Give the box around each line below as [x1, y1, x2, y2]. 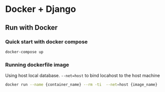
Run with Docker [5, 23, 58, 32]
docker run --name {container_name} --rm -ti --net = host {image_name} [5, 82, 157, 88]
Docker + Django [5, 3, 76, 15]
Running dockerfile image [5, 61, 69, 68]
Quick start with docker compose [5, 38, 88, 45]
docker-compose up [5, 49, 43, 54]
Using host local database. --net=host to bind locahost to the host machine [5, 73, 160, 79]
